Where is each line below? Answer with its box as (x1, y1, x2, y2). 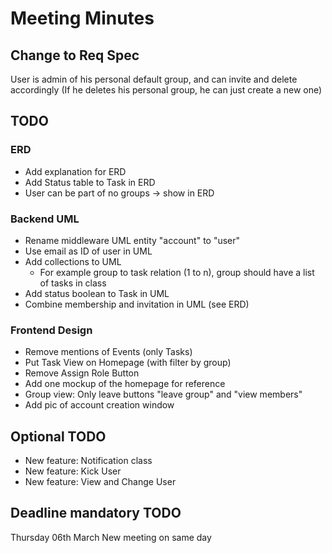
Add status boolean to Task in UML (24, 287, 170, 299)
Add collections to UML (24, 255, 122, 267)
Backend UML (10, 212, 80, 226)
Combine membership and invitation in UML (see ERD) (24, 298, 250, 310)
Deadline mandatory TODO (10, 505, 182, 522)
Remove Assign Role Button (24, 367, 140, 379)
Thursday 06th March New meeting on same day (10, 531, 212, 543)
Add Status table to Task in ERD (24, 176, 156, 188)
